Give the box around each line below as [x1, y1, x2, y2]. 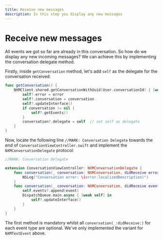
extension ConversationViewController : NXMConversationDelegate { [5, 166, 142, 170]
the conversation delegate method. [5, 59, 75, 65]
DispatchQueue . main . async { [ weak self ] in [22, 193, 112, 198]
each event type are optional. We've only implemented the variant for [5, 225, 143, 231]
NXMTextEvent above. [5, 230, 46, 236]
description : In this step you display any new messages [5, 12, 123, 17]
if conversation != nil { [22, 106, 75, 111]
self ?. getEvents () [31, 110, 68, 115]
